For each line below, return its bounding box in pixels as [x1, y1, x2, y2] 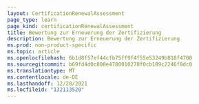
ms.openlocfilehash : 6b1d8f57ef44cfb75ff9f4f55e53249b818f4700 [7, 55, 193, 62]
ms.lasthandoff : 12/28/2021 [7, 80, 88, 87]
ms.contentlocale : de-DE [7, 73, 78, 81]
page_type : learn [7, 16, 57, 23]
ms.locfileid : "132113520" [7, 86, 85, 93]
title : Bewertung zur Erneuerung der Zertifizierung [7, 29, 162, 36]
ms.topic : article [7, 49, 60, 55]
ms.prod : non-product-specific [7, 42, 97, 49]
